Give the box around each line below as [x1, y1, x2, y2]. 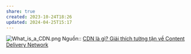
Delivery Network [6, 41, 49, 48]
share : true [6, 8, 35, 15]
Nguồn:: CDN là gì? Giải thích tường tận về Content [62, 35, 185, 42]
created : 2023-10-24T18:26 [6, 14, 72, 20]
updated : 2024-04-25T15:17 [6, 19, 72, 25]
